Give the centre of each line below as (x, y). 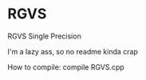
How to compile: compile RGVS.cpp (66, 67)
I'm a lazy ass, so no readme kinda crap (73, 51)
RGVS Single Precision (44, 36)
